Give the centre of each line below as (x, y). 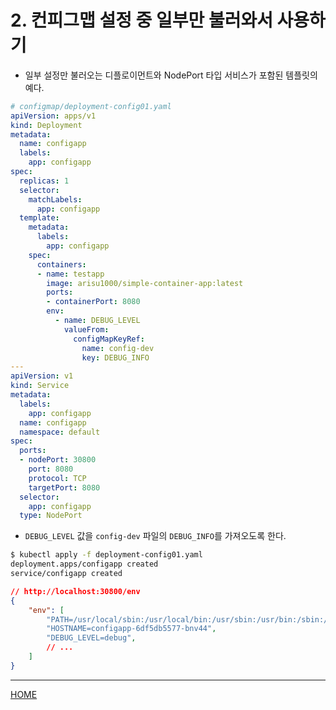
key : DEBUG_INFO (115, 357)
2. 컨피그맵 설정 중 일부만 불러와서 (141, 20)
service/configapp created (66, 574)
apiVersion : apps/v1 (53, 116)
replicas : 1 (44, 181)
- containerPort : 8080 (93, 302)
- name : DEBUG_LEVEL (97, 321)
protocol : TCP (57, 478)
